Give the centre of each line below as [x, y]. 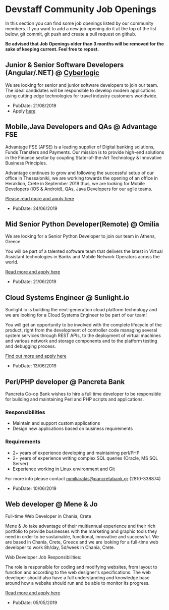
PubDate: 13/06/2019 [34, 366]
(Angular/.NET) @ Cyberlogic [52, 73]
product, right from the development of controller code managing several [81, 330]
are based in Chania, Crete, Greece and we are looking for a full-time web [82, 542]
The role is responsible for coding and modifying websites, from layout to [81, 567]
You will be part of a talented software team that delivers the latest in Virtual [84, 251]
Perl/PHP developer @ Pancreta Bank [65, 382]
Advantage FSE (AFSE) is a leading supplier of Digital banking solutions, [80, 147]
